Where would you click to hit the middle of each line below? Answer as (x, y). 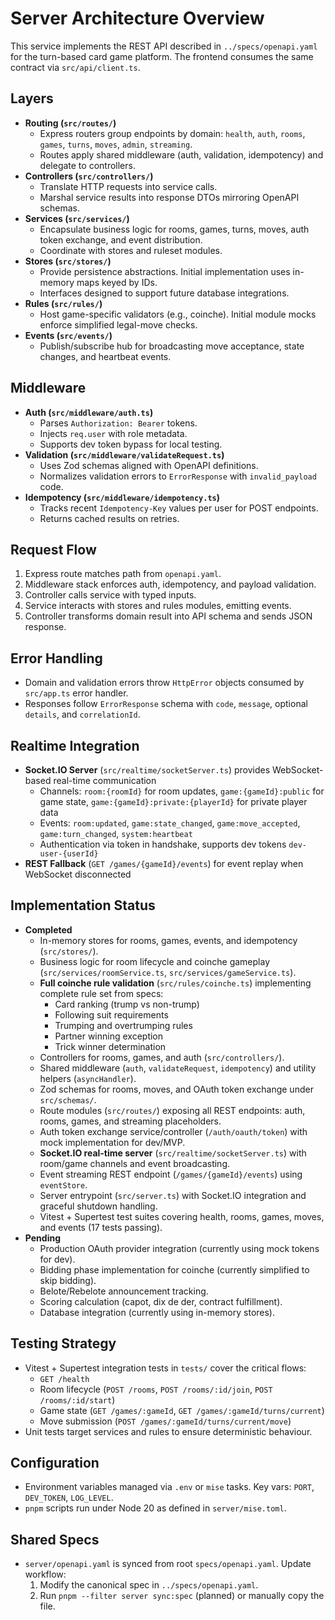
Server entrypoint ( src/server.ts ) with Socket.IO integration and (173, 1195)
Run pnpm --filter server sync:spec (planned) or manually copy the (182, 1596)
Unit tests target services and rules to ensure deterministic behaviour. (168, 1431)
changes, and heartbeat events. (105, 356)
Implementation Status (83, 905)
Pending (42, 1238)
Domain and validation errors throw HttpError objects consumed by (164, 683)
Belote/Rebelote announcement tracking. (124, 1291)
